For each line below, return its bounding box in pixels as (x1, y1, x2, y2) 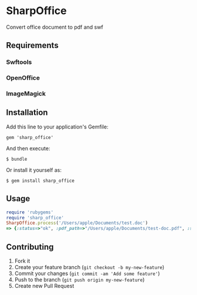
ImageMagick (6, 90, 46, 98)
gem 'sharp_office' (6, 134, 54, 140)
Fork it (14, 257, 30, 265)
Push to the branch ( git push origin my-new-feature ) (14, 276, 145, 283)
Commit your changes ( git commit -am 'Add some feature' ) (14, 270, 160, 277)
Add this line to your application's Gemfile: (6, 123, 108, 130)
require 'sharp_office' (6, 215, 64, 221)
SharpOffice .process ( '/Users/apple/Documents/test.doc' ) (6, 220, 148, 226)
